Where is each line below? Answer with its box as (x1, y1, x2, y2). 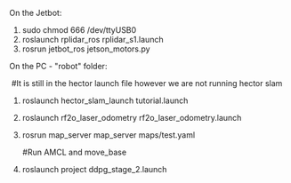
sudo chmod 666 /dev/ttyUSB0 (21, 25, 137, 35)
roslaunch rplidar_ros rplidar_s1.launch (21, 35, 164, 44)
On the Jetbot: (9, 8, 62, 18)
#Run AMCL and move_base (21, 147, 127, 157)
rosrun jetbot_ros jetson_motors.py (21, 44, 150, 54)
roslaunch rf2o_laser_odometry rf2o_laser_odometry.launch (21, 113, 242, 123)
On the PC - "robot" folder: (9, 61, 108, 71)
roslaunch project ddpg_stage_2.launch (21, 164, 167, 174)
